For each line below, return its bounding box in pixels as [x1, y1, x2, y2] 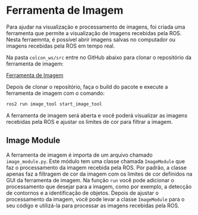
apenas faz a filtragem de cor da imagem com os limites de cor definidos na [6, 170, 193, 177]
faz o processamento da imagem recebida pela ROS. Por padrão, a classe [6, 164, 187, 171]
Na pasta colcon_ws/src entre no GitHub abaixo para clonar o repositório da [6, 54, 192, 61]
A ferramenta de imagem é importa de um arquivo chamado [6, 151, 153, 158]
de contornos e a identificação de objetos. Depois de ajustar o [6, 189, 159, 197]
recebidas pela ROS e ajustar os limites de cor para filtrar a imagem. [6, 118, 173, 125]
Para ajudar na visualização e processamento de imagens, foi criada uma [6, 23, 186, 30]
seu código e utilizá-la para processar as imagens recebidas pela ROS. [6, 202, 180, 209]
